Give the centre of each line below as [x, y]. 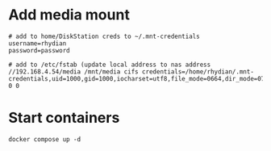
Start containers [64, 118]
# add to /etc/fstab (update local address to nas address [110, 65]
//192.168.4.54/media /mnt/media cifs [73, 71]
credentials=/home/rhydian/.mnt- [198, 71]
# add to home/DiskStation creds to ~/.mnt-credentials [104, 36]
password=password [39, 50]
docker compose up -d [45, 139]
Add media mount [69, 15]
